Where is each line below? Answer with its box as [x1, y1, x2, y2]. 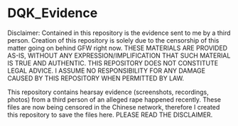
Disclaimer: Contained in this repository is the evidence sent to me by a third [7, 28, 231, 37]
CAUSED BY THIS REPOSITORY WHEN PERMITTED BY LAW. [7, 73, 185, 83]
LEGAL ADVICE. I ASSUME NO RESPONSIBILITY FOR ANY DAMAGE [7, 66, 206, 75]
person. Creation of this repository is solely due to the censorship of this [7, 36, 220, 44]
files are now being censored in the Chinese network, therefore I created [7, 103, 220, 111]
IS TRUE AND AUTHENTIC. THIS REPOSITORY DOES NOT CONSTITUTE [7, 58, 219, 67]
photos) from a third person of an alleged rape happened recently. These [7, 95, 222, 104]
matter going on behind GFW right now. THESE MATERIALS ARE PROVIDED [7, 43, 228, 52]
